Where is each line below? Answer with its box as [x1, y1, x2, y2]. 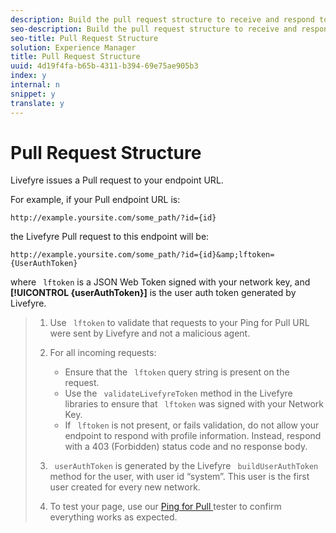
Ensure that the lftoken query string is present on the [64, 366, 290, 378]
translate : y [10, 98, 65, 108]
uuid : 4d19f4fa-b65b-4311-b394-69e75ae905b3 [10, 61, 199, 71]
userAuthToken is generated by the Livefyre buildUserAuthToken [54, 460, 319, 472]
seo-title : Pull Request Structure [10, 33, 159, 43]
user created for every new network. [49, 481, 201, 493]
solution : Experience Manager [10, 42, 137, 53]
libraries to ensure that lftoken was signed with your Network [64, 398, 324, 410]
